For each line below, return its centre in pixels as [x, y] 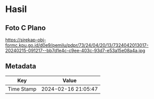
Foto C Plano [25, 28]
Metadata [21, 66]
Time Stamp [22, 89]
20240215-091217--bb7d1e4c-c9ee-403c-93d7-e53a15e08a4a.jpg [75, 51]
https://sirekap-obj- [26, 40]
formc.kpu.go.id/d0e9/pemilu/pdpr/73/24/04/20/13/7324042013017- [77, 45]
